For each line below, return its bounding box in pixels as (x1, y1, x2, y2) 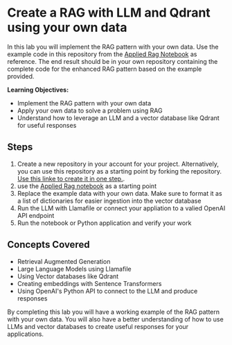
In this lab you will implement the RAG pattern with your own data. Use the (7, 42, 219, 51)
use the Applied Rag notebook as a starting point (17, 182, 157, 190)
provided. (7, 71, 35, 81)
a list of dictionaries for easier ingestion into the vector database (17, 196, 202, 205)
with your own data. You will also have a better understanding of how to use (7, 314, 224, 323)
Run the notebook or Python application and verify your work (17, 219, 192, 227)
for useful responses (17, 121, 77, 129)
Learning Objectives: (7, 85, 69, 94)
